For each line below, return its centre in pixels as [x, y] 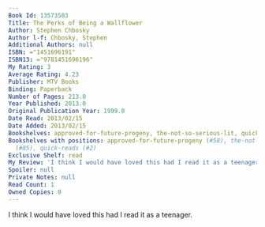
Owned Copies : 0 [35, 192]
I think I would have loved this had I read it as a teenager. [101, 214]
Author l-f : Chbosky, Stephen [58, 38]
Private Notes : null [42, 178]
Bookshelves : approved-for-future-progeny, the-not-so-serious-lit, [123, 133]
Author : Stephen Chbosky [49, 30]
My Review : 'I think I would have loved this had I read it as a [118, 163]
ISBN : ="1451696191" [42, 52]
